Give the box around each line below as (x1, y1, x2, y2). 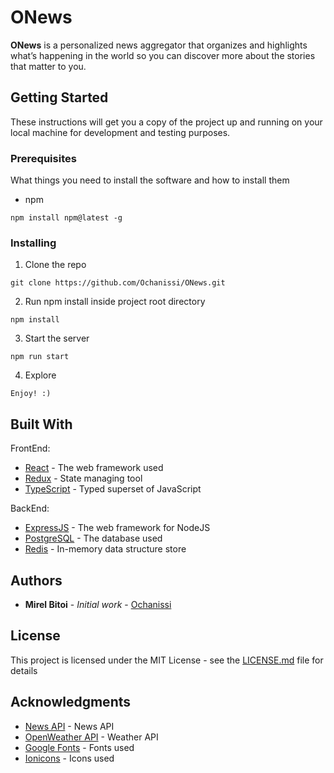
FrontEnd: (10, 442, 51, 455)
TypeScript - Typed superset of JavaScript (24, 483, 202, 495)
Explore (24, 369, 57, 381)
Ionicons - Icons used (24, 752, 115, 764)
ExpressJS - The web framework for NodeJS (24, 522, 211, 534)
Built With (10, 416, 73, 433)
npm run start (10, 352, 70, 362)
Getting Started (10, 89, 109, 106)
